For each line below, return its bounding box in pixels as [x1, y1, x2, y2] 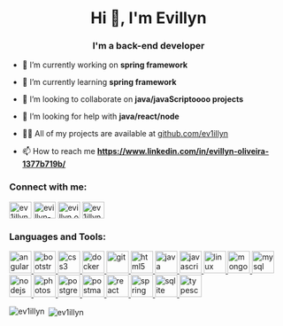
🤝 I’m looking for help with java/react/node [21, 111, 180, 122]
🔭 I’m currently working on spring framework [21, 59, 188, 70]
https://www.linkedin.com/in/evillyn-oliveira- [96, 146, 270, 157]
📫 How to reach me [21, 146, 96, 157]
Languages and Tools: [9, 230, 106, 243]
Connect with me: [9, 181, 88, 193]
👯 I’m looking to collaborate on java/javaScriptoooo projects [21, 94, 244, 105]
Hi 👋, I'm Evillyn [90, 8, 207, 28]
